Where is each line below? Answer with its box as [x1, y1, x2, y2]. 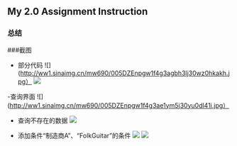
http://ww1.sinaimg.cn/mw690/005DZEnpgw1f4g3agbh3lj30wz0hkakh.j [20, 69, 231, 77]
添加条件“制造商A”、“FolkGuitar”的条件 [17, 131, 131, 140]
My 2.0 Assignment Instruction [7, 6, 148, 18]
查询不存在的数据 [17, 116, 68, 125]
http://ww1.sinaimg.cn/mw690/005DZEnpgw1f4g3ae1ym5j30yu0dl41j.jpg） [9, 101, 229, 109]
